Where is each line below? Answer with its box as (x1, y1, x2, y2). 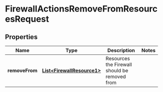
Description (107, 47, 135, 53)
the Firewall (105, 61, 132, 68)
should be (105, 67, 129, 74)
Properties (5, 33, 38, 41)
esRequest (5, 13, 49, 25)
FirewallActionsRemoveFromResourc (5, 3, 158, 14)
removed (105, 73, 126, 80)
